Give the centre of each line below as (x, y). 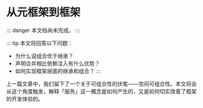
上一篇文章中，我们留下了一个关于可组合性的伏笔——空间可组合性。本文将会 (101, 84)
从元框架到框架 (43, 12)
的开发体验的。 (25, 99)
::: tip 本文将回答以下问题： (40, 43)
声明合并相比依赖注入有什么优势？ (57, 63)
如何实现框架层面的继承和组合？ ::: (58, 71)
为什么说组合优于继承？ (44, 56)
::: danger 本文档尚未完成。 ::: (43, 30)
